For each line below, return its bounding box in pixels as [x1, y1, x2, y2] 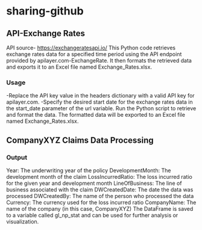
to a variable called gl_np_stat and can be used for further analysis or [6, 211, 178, 219]
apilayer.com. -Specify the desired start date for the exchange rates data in [6, 98, 193, 106]
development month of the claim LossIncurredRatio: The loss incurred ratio [6, 173, 193, 180]
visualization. [6, 218, 39, 225]
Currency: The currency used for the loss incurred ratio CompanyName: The [6, 199, 197, 206]
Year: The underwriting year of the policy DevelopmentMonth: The [6, 167, 171, 174]
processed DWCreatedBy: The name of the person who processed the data [6, 192, 194, 199]
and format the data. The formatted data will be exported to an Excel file [6, 111, 186, 119]
